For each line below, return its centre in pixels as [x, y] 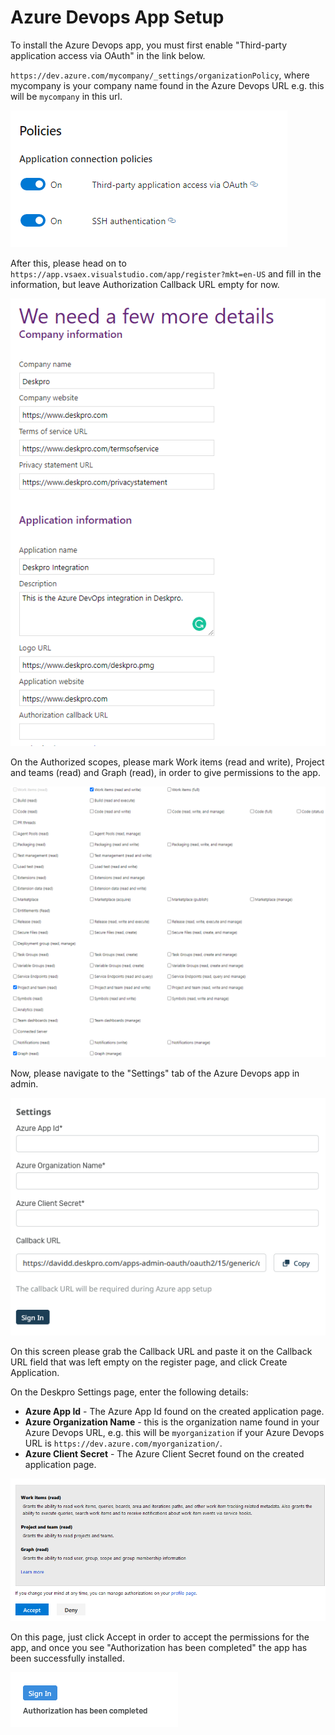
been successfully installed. [67, 1658]
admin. [24, 1084]
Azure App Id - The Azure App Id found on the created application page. [174, 1412]
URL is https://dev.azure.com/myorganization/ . [123, 1443]
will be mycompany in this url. [66, 96]
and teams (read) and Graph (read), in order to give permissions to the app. [165, 773]
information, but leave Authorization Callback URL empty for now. [145, 284]
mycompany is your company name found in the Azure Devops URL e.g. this [167, 85]
